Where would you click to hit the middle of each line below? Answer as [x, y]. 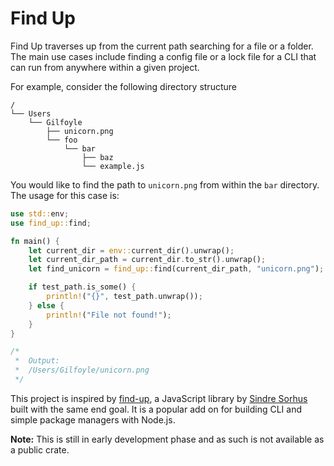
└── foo [62, 140]
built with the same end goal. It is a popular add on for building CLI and [156, 409]
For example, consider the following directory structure [123, 86]
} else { [46, 305]
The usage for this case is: [65, 195]
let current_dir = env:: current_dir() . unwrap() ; [131, 250]
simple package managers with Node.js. [93, 419]
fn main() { [35, 241]
